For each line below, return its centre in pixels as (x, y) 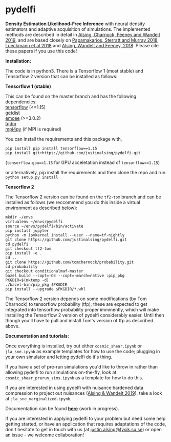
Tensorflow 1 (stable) (28, 86)
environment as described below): (41, 208)
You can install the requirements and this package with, (64, 139)
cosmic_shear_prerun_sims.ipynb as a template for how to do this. (74, 377)
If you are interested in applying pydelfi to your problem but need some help (85, 418)
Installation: (18, 61)
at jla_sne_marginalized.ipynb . (38, 398)
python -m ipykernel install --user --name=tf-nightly (65, 235)
